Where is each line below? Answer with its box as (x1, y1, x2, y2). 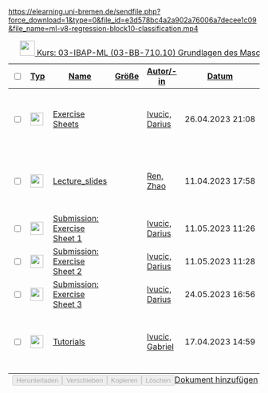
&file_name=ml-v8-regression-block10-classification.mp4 (8, 24, 199, 33)
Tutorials (53, 336, 86, 347)
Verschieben (66, 376, 104, 384)
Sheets (53, 119, 80, 129)
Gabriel (146, 341, 174, 352)
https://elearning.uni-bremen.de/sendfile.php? (8, 7, 161, 16)
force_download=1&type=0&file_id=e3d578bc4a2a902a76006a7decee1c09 (8, 15, 257, 25)
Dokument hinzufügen (174, 375, 258, 385)
